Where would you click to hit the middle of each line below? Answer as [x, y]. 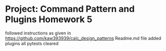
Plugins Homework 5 [49, 19]
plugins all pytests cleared [32, 43]
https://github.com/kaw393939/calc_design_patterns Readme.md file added [83, 38]
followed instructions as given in [38, 33]
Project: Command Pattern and [70, 9]
